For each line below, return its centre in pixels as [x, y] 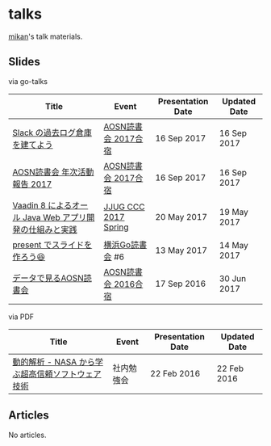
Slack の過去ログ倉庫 [52, 133]
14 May [233, 245]
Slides [24, 62]
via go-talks [28, 81]
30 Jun [233, 278]
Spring [116, 227]
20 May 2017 [181, 217]
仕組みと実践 [53, 229]
